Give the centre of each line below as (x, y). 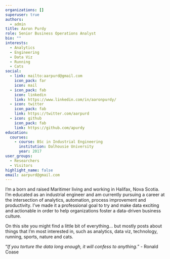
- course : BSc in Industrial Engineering (58, 142)
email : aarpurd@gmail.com (32, 175)
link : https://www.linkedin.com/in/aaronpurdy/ (65, 99)
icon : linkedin (30, 95)
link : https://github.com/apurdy (50, 128)
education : (17, 132)
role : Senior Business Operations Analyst (51, 33)
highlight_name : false (29, 170)
